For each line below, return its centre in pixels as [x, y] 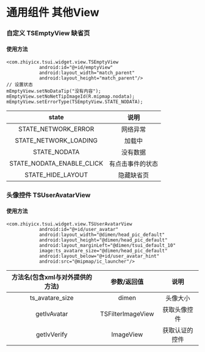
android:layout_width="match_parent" [87, 73]
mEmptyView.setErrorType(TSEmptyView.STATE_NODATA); [75, 102]
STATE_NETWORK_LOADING [56, 141]
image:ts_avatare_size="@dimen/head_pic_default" [103, 251]
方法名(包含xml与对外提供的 [52, 277]
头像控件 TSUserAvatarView [49, 195]
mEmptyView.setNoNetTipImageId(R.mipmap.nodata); [71, 97]
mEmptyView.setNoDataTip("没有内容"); [54, 91]
